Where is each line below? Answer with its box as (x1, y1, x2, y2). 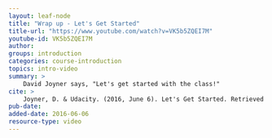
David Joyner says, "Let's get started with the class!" (23, 80, 221, 88)
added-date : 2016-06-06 (8, 110, 90, 119)
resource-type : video (8, 118, 82, 126)
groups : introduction (8, 50, 82, 58)
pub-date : (8, 102, 42, 110)
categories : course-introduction (8, 58, 122, 66)
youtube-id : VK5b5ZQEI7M (8, 34, 93, 43)
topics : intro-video (8, 65, 79, 73)
